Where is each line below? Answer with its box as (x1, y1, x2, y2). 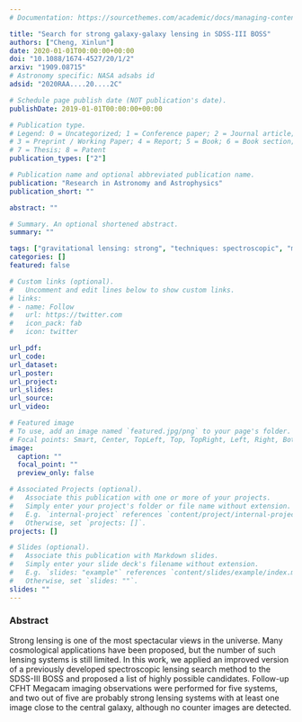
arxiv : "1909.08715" (9, 63, 87, 72)
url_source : (9, 393, 54, 403)
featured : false (9, 261, 70, 270)
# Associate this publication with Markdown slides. (9, 551, 219, 561)
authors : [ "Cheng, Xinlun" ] (9, 38, 115, 47)
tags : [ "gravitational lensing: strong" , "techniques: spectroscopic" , (9, 244, 283, 253)
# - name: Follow (9, 302, 75, 311)
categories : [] (9, 253, 67, 262)
